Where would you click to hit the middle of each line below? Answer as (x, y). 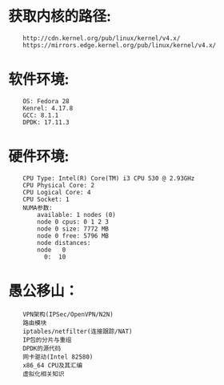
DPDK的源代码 (42, 348)
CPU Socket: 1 (46, 199)
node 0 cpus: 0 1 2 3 (73, 222)
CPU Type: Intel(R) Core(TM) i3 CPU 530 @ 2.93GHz (109, 178)
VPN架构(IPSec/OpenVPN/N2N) (68, 314)
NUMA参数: (38, 208)
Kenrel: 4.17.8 (48, 108)
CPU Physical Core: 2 (58, 185)
